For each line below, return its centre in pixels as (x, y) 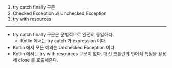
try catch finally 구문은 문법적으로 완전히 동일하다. (63, 35)
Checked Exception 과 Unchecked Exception (60, 13)
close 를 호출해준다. (38, 60)
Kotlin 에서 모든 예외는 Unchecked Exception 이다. (64, 47)
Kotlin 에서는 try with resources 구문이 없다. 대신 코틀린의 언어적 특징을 (85, 54)
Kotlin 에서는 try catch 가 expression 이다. (63, 41)
